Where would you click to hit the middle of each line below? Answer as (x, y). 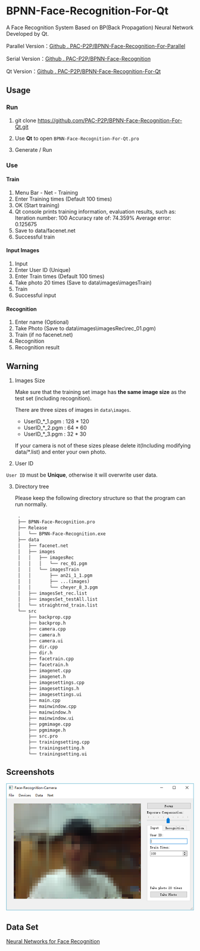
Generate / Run (33, 149)
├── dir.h (40, 653)
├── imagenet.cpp (50, 671)
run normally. (31, 504)
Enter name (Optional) (42, 322)
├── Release (32, 528)
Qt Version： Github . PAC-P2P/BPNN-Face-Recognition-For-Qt (83, 71)
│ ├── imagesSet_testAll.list (58, 599)
